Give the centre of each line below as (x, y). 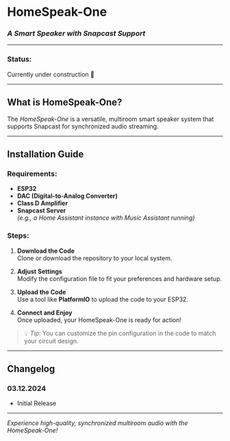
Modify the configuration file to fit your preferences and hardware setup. (119, 278)
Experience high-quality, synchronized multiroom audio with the (98, 423)
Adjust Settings (40, 271)
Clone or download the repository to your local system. (94, 258)
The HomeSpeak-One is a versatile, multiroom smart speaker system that (111, 119)
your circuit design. (51, 341)
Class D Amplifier (42, 203)
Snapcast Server (41, 211)
